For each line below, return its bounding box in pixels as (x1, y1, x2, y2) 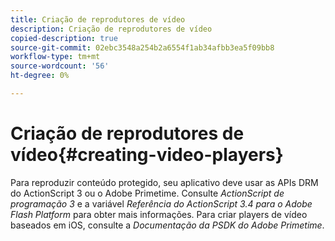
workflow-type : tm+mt (10, 52, 101, 62)
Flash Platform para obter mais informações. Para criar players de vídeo (10, 208, 308, 220)
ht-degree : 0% (10, 71, 70, 81)
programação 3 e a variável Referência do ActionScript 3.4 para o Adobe (10, 197, 313, 210)
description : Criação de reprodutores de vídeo (10, 24, 213, 34)
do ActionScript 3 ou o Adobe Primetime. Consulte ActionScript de (10, 187, 285, 199)
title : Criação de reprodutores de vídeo (10, 14, 186, 25)
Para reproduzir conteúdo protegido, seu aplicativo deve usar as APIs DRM (10, 176, 319, 188)
